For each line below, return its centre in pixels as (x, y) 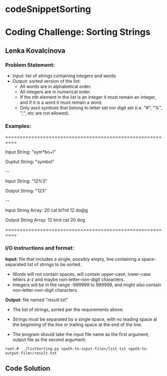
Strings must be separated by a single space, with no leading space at (85, 319)
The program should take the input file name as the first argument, (81, 334)
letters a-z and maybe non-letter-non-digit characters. (68, 279)
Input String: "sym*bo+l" (30, 152)
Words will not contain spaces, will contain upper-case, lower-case (81, 274)
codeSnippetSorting (48, 9)
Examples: (18, 126)
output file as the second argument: (49, 339)
